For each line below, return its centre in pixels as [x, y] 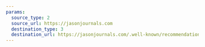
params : [16, 12]
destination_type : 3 [37, 29]
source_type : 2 [31, 18]
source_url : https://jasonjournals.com [62, 23]
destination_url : [33, 35]
